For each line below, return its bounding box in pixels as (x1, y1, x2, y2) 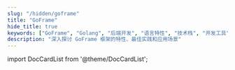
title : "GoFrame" (7, 17, 58, 24)
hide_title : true (7, 23, 58, 30)
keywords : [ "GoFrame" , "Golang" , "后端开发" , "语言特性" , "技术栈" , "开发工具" (7, 29, 229, 37)
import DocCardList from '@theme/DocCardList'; (7, 55, 148, 63)
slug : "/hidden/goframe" (7, 10, 80, 17)
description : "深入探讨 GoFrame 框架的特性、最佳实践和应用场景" (7, 36, 182, 43)
